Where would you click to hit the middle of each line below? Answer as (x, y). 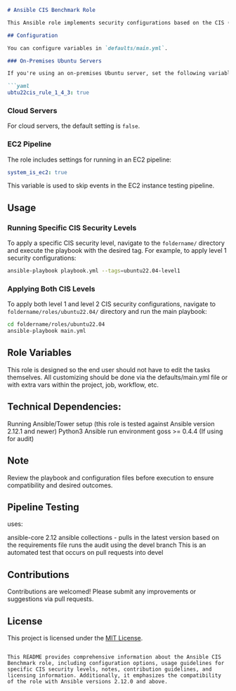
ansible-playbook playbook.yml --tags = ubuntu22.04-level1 (94, 271)
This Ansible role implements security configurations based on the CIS (116, 22)
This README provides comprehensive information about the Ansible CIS (114, 657)
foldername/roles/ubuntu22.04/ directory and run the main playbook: (107, 312)
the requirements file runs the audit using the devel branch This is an (107, 545)
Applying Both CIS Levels (51, 289)
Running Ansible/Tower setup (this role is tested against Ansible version (111, 423)
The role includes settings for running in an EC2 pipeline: (90, 159)
